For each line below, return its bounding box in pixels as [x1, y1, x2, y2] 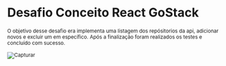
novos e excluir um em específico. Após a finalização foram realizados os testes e [7, 33, 202, 41]
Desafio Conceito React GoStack [7, 5, 199, 21]
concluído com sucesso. [7, 39, 66, 46]
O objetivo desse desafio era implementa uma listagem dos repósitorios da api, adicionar [7, 27, 219, 34]
